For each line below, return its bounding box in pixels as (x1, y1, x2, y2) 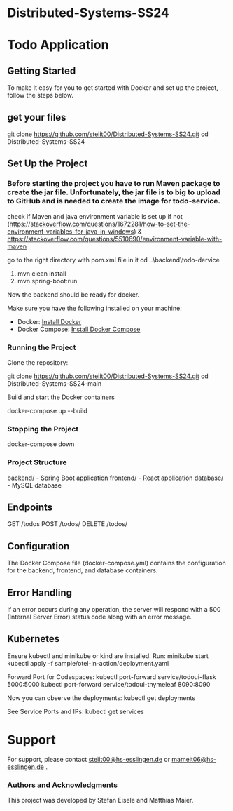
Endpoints (7, 501, 53, 513)
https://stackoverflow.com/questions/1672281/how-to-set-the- (9, 220, 190, 228)
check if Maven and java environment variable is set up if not (7, 212, 183, 220)
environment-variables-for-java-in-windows (7, 227, 134, 236)
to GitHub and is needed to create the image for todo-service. (7, 196, 220, 206)
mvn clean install (17, 269, 66, 278)
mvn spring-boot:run (17, 276, 78, 285)
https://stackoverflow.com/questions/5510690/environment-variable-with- (7, 234, 223, 243)
